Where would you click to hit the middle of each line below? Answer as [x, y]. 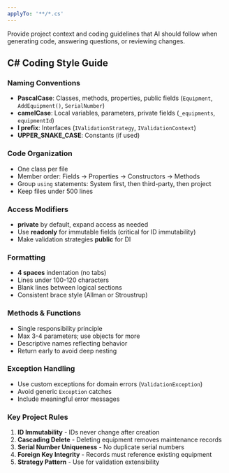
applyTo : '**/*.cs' [36, 14]
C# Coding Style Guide [58, 63]
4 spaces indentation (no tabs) [62, 273]
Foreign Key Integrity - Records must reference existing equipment [114, 455]
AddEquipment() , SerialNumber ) [61, 106]
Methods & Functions [44, 313]
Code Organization [40, 153]
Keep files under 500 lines [55, 191]
